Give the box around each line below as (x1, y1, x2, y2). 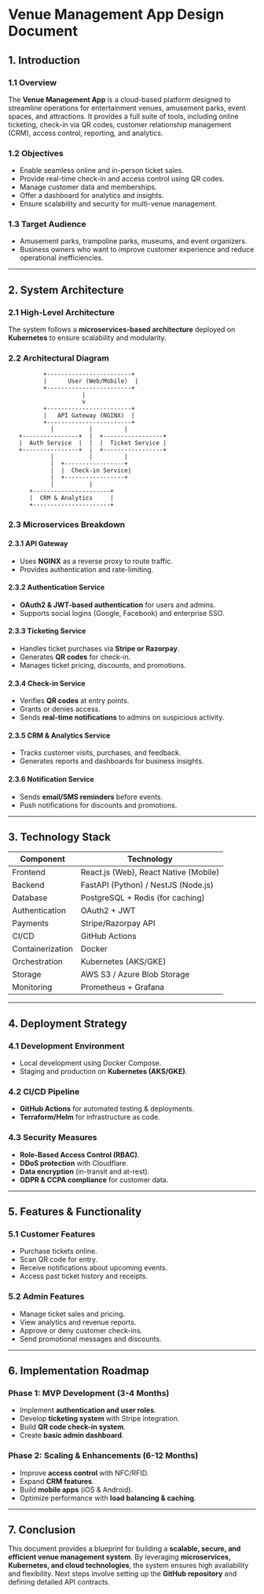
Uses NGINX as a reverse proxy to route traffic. (19, 556, 173, 566)
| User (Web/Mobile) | (42, 377, 139, 386)
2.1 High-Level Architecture (8, 306, 115, 317)
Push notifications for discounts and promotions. (19, 800, 178, 810)
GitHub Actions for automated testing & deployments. (19, 1104, 195, 1113)
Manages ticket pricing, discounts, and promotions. (19, 660, 186, 669)
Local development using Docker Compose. (19, 1058, 162, 1068)
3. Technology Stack (8, 830, 112, 844)
